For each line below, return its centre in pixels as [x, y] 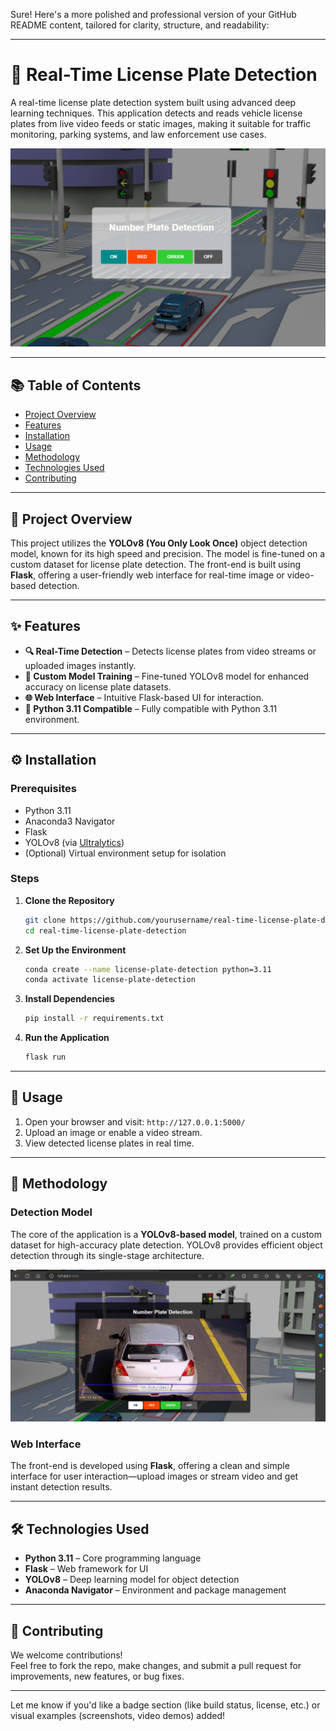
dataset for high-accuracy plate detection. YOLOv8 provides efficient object [166, 1245]
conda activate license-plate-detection [110, 980]
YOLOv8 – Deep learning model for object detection [132, 1580]
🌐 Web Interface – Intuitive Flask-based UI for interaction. [144, 697]
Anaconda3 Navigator [70, 821]
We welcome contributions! [66, 1655]
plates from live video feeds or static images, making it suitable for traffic [161, 123]
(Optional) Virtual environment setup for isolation [125, 853]
